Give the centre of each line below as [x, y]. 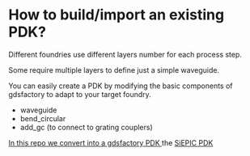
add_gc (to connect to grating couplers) [87, 127]
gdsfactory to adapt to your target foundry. [80, 94]
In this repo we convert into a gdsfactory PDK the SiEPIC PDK [111, 142]
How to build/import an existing [117, 15]
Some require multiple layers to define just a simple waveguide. [114, 70]
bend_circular [43, 118]
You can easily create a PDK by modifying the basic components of [121, 86]
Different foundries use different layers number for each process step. [125, 54]
